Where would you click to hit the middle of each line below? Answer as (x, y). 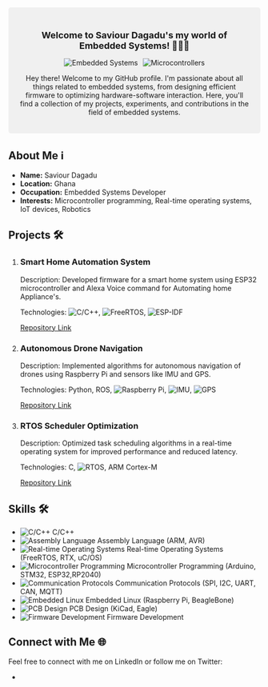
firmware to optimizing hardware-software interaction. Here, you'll (134, 95)
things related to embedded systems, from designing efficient (134, 87)
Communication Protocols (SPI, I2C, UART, (185, 583)
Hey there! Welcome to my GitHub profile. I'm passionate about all (134, 78)
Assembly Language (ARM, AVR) (151, 541)
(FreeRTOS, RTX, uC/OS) (61, 557)
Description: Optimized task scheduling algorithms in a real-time (126, 443)
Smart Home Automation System (85, 262)
